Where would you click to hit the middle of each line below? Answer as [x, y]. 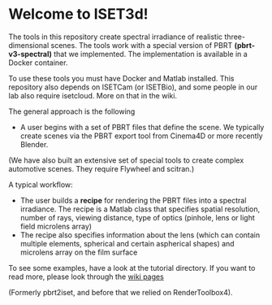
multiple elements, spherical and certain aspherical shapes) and [127, 243]
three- [235, 37]
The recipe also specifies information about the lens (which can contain [140, 235]
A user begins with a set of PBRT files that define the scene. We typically [142, 127]
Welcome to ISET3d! [78, 14]
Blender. [34, 144]
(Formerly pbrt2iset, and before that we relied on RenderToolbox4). [121, 292]
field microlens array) [56, 226]
